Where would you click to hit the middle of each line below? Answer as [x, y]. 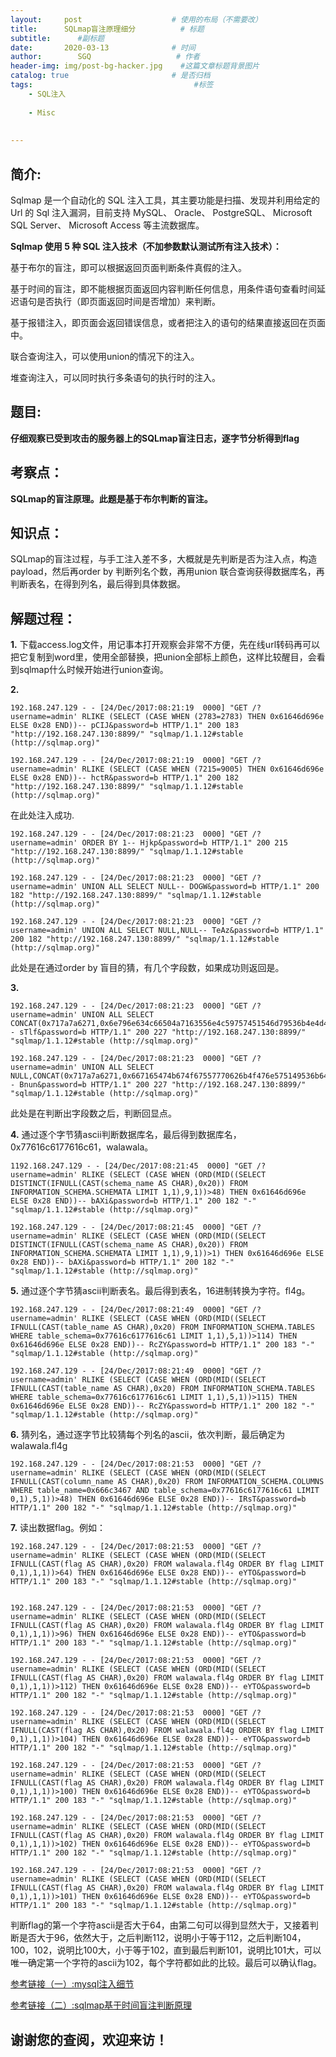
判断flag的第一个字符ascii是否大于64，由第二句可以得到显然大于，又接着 [160, 1925]
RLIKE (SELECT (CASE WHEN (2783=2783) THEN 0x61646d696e [203, 717]
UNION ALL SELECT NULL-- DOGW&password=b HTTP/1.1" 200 [200, 887]
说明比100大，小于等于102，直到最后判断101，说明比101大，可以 [189, 1950]
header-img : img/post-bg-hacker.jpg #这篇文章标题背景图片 [135, 66]
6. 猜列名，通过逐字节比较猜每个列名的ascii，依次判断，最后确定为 [148, 1435]
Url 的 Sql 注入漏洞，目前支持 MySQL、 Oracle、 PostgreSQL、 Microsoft [161, 212]
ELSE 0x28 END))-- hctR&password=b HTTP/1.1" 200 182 [125, 778]
